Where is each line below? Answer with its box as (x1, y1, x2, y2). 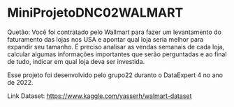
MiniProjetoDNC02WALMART (7, 5, 184, 21)
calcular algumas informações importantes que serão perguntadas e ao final (7, 50, 227, 58)
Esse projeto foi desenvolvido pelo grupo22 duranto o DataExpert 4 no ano (7, 71, 224, 79)
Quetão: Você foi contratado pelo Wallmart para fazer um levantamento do (7, 28, 222, 36)
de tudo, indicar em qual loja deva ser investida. (7, 57, 145, 65)
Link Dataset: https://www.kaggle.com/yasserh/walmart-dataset (7, 92, 192, 100)
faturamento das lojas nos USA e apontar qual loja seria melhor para (7, 35, 204, 43)
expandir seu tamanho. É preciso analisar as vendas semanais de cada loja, (7, 42, 225, 51)
